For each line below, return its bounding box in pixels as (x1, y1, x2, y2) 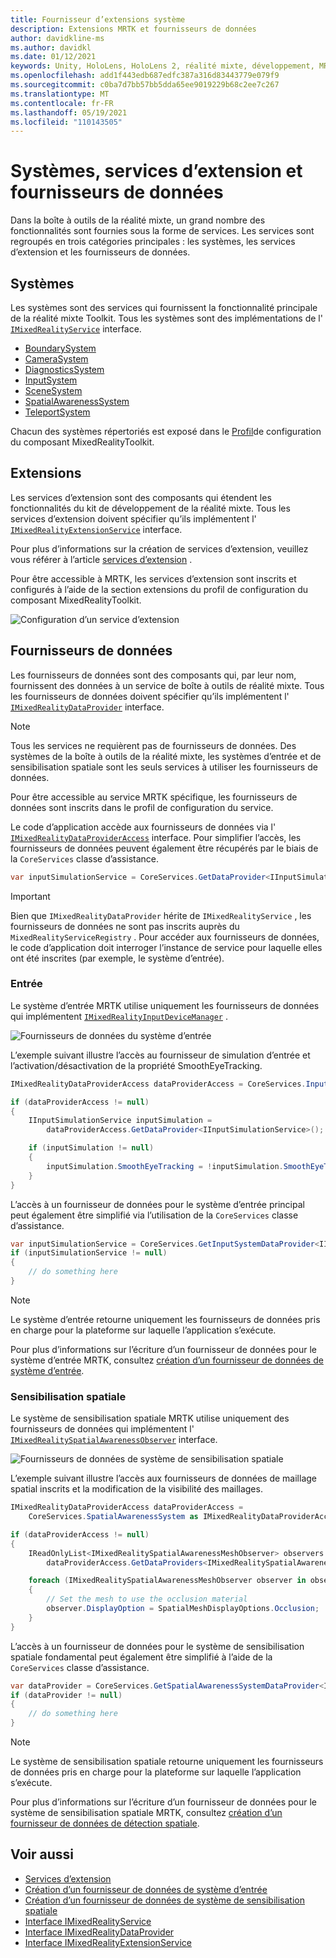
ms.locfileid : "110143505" (10, 117, 123, 127)
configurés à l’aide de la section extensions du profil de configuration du (10, 583, 309, 595)
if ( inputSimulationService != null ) (10, 1248, 168, 1258)
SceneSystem (24, 385, 83, 396)
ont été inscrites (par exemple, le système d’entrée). (10, 952, 225, 964)
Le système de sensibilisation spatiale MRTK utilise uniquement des (10, 1412, 290, 1425)
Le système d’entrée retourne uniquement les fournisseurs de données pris (10, 1313, 321, 1325)
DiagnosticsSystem (24, 364, 105, 375)
